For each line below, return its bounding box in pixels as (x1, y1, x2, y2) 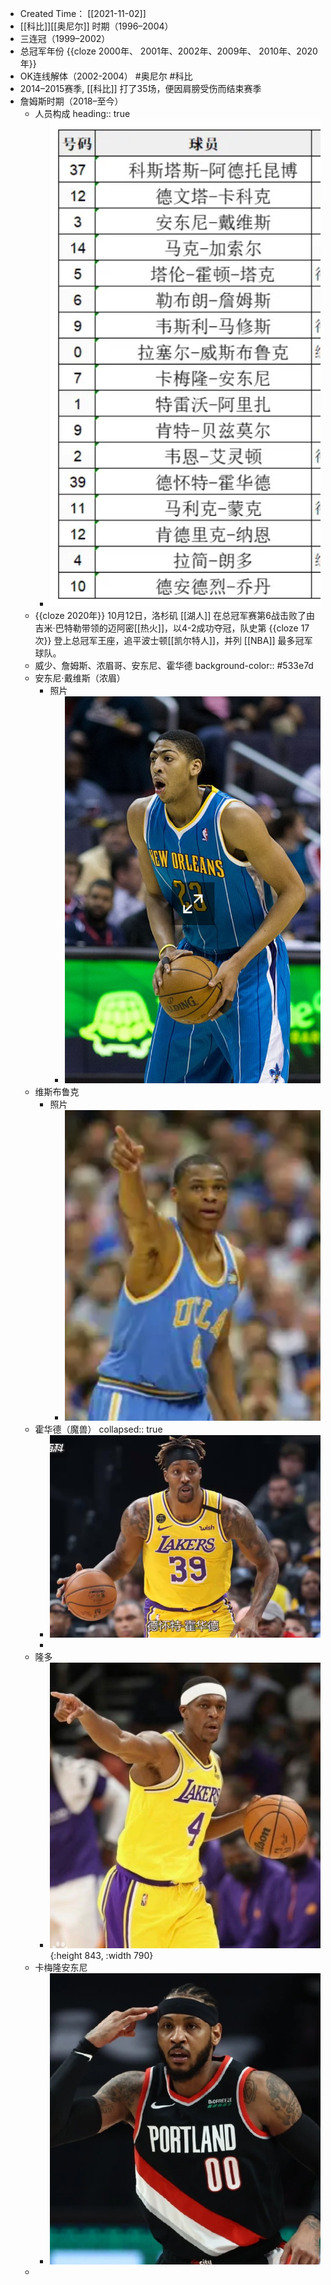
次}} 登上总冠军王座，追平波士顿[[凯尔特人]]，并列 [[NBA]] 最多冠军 (34, 634, 313, 646)
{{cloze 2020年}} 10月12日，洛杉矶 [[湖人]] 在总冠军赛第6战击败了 (34, 609, 307, 621)
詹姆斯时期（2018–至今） (19, 95, 124, 107)
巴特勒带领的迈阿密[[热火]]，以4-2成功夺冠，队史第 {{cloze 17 (54, 622, 310, 634)
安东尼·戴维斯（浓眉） (34, 672, 126, 684)
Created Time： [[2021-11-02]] (19, 8, 147, 19)
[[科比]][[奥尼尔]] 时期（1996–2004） (19, 20, 174, 32)
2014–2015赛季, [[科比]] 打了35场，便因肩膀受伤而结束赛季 (19, 83, 262, 94)
